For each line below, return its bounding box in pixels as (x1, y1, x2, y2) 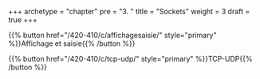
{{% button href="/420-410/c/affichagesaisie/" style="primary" (8, 31, 217, 39)
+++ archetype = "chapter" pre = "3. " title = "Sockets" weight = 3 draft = (8, 7, 250, 16)
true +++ (8, 15, 38, 24)
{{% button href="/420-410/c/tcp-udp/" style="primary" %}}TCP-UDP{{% (8, 55, 253, 63)
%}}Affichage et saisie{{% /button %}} (8, 39, 136, 48)
